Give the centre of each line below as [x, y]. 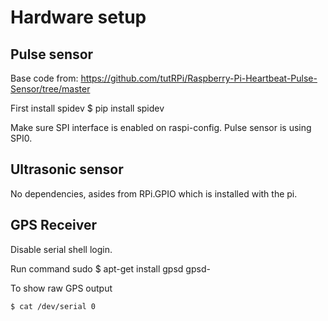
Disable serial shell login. [61, 249]
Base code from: [44, 78]
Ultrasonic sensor [67, 169]
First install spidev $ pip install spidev [87, 108]
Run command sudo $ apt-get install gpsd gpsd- [110, 268]
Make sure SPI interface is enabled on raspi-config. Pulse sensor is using [161, 127]
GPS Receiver [53, 225]
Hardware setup [78, 17]
